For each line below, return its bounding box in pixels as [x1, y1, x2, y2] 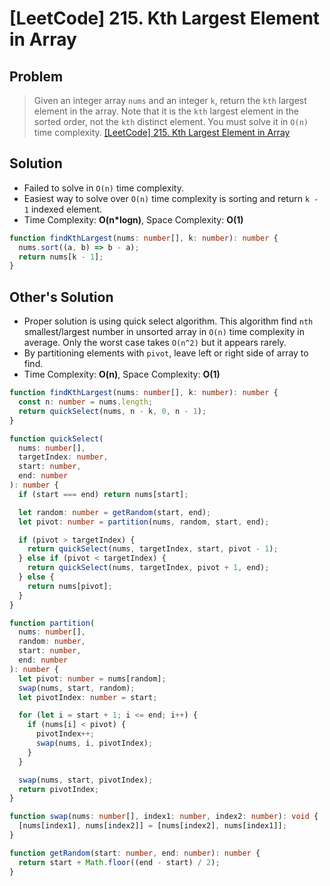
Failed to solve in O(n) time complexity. [23, 182, 184, 194]
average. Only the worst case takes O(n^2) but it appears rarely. [23, 337, 287, 349]
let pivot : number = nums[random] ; [18, 673, 167, 684]
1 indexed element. [23, 203, 103, 215]
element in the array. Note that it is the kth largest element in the [33, 105, 300, 117]
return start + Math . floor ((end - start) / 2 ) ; [18, 857, 221, 867]
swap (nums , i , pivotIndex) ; [35, 738, 154, 748]
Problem [9, 68, 64, 85]
